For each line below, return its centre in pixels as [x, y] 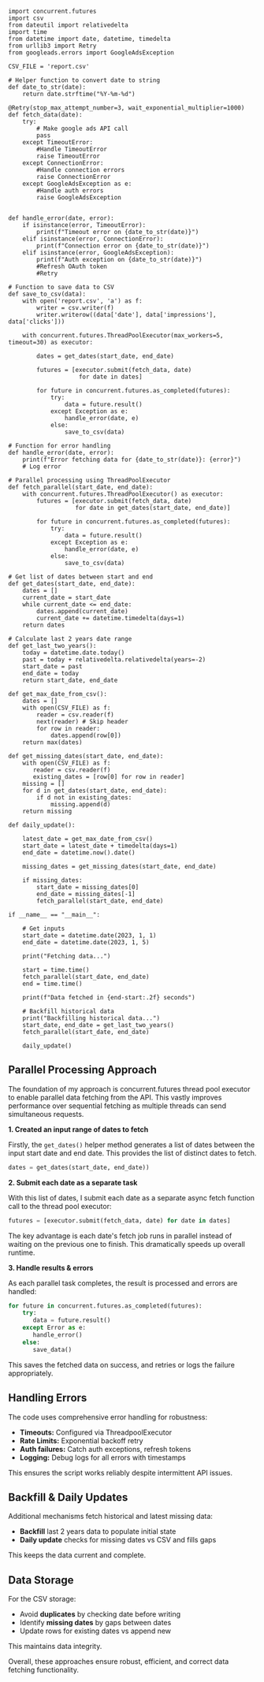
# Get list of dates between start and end [81, 577]
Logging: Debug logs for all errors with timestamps [103, 1457]
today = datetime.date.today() [74, 653]
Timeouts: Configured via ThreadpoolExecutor [96, 1432]
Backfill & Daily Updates [68, 1497]
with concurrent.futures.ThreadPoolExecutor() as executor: [123, 494]
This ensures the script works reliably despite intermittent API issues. [121, 1472]
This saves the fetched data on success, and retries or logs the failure [121, 1364]
